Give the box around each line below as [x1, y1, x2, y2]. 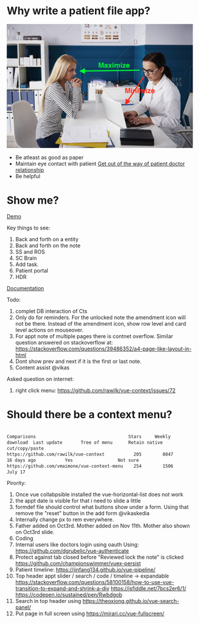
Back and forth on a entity [15, 236, 79, 243]
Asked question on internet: [6, 376, 74, 383]
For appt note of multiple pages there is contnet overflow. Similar [15, 333, 174, 340]
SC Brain [15, 255, 37, 262]
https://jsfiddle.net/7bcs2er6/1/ [110, 585, 187, 592]
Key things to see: [6, 224, 51, 231]
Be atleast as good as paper [15, 154, 84, 161]
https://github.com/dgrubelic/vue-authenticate [15, 547, 129, 555]
